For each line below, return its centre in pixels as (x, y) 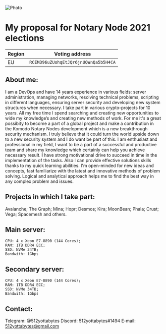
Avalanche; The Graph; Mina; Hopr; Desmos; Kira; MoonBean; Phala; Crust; (82, 209)
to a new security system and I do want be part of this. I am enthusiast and (81, 139)
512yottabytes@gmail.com (32, 326)
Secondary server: (35, 269)
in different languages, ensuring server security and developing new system (83, 102)
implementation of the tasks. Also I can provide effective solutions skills (78, 160)
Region (16, 54)
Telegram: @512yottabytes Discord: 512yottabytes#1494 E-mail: (70, 321)
